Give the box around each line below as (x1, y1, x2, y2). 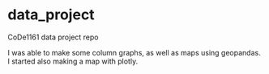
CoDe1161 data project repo (7, 32, 99, 42)
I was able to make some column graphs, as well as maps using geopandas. (7, 47, 261, 57)
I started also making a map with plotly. (7, 56, 139, 66)
